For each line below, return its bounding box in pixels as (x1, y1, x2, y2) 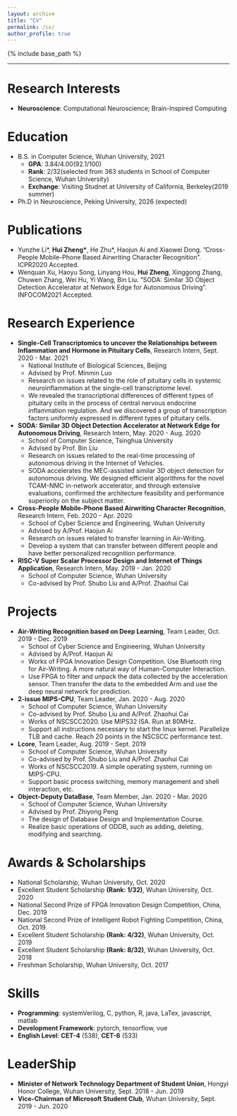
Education (7, 129, 68, 145)
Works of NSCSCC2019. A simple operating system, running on (28, 762, 212, 770)
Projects (7, 604, 58, 620)
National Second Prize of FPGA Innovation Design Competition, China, (17, 900, 221, 909)
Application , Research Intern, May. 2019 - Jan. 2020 (17, 564, 171, 572)
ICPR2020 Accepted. (17, 261, 80, 269)
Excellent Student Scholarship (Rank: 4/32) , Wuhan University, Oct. (17, 930, 215, 939)
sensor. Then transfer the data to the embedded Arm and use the (28, 679, 218, 688)
